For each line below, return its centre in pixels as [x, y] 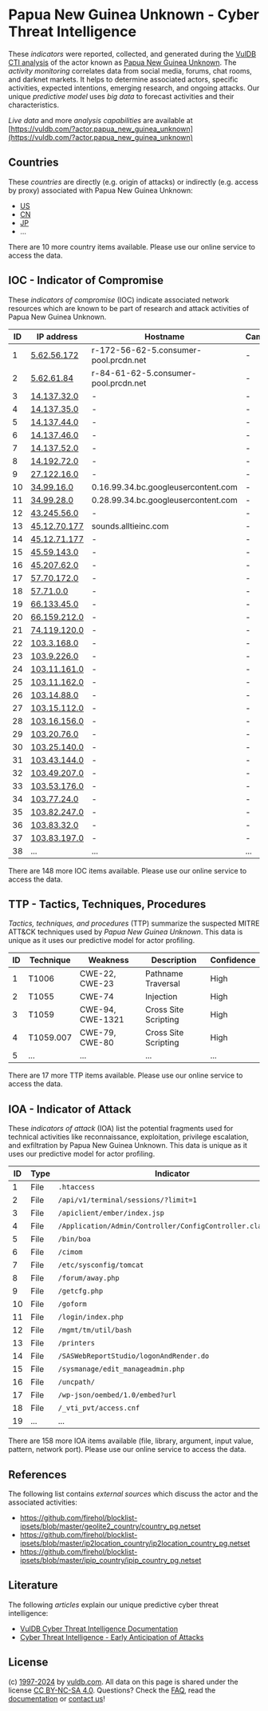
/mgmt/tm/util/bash [95, 1330]
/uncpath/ [77, 1382]
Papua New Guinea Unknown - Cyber [134, 15]
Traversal [163, 984]
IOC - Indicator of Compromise [86, 280]
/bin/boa [75, 1239]
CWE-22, [98, 973]
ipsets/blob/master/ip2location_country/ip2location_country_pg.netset [135, 1543]
